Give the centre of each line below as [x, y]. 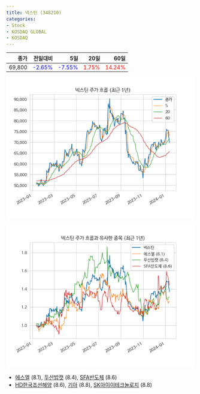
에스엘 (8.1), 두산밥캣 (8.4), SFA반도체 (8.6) [66, 377]
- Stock [16, 25]
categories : [21, 19]
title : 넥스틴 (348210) [34, 13]
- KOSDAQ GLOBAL [26, 32]
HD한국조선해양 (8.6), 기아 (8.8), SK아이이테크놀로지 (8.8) [84, 385]
